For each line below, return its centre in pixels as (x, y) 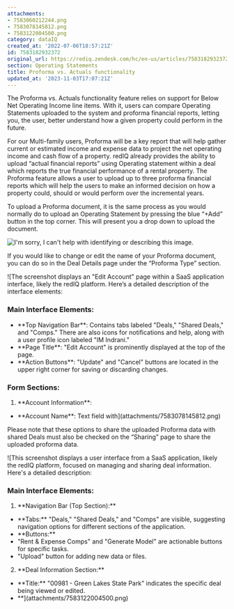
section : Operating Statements (53, 65)
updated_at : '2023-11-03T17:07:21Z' (60, 78)
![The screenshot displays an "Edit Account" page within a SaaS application (116, 277)
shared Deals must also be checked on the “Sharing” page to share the (109, 437)
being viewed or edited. (51, 591)
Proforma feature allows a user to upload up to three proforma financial (109, 178)
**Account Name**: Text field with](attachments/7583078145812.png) (119, 416)
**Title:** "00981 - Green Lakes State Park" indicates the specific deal (119, 583)
